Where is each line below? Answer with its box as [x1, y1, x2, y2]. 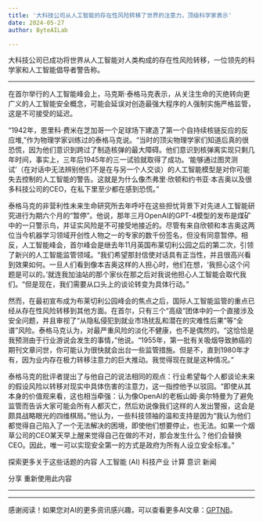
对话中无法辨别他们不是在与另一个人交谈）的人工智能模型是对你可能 [30, 165, 250, 174]
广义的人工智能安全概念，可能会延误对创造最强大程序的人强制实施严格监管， [8, 99, 255, 108]
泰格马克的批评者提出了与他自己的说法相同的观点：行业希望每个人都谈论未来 [8, 372, 255, 381]
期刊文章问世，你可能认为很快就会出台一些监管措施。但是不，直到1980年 [8, 345, 243, 355]
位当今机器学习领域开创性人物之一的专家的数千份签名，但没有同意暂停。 [8, 231, 241, 240]
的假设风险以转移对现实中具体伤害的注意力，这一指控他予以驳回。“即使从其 [8, 381, 252, 391]
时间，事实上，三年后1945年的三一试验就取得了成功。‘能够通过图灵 [14, 155, 232, 165]
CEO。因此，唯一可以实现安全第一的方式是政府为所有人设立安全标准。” [8, 440, 235, 450]
